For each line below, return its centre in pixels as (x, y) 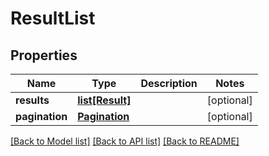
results (32, 100)
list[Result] (104, 100)
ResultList (53, 18)
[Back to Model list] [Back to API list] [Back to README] (125, 141)
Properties (44, 55)
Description (169, 83)
